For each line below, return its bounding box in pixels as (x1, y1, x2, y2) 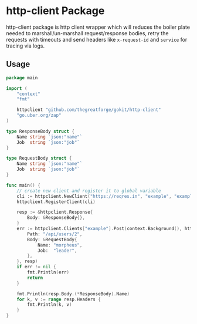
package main (6, 75, 38, 80)
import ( (6, 85, 28, 92)
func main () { (6, 182, 41, 188)
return (27, 275, 43, 281)
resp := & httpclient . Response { (16, 210, 93, 215)
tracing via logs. (6, 42, 45, 49)
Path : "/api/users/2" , (27, 231, 83, 237)
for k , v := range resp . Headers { (16, 296, 101, 302)
